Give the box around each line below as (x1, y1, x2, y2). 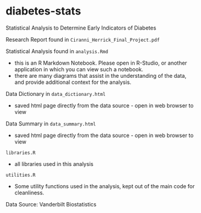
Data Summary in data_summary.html (5, 119, 96, 127)
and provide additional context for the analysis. (14, 78, 132, 86)
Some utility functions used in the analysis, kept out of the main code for (14, 182, 195, 189)
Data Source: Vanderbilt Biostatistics (5, 200, 97, 208)
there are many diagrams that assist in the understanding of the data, (14, 72, 187, 79)
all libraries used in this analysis (14, 160, 94, 167)
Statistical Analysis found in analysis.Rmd (5, 47, 109, 55)
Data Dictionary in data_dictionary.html (5, 90, 106, 97)
